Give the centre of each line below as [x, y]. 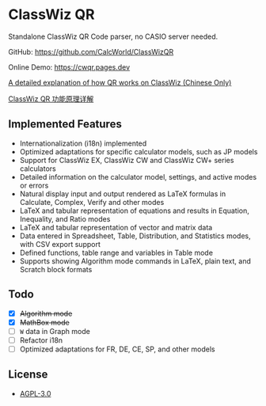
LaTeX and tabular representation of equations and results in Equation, [134, 211]
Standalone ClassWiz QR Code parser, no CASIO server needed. [113, 36]
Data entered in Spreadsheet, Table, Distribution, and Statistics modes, [135, 236]
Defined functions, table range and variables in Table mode [116, 252]
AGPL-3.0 [35, 393]
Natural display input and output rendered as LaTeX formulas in [123, 194]
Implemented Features [65, 124]
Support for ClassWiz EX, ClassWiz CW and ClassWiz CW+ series [127, 160]
